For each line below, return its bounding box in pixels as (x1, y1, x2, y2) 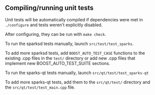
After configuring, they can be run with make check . (5, 31, 106, 37)
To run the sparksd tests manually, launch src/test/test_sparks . (5, 41, 134, 47)
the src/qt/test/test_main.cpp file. (5, 84, 76, 90)
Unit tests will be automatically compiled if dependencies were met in (5, 16, 143, 22)
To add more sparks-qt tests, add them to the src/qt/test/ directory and (5, 79, 151, 85)
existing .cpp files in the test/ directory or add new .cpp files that (5, 55, 136, 61)
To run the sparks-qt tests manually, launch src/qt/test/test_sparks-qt (5, 70, 149, 76)
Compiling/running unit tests (5, 4, 94, 12)
